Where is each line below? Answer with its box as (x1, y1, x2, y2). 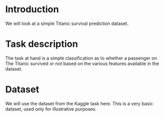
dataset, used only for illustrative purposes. (5, 106, 97, 112)
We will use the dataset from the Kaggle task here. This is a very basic (5, 100, 153, 106)
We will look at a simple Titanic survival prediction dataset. (5, 20, 129, 26)
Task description (5, 38, 78, 50)
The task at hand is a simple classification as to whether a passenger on (5, 55, 157, 61)
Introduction (5, 4, 59, 15)
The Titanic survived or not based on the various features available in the (5, 60, 159, 67)
